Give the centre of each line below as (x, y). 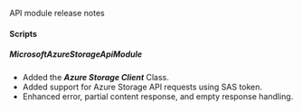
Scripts (24, 33)
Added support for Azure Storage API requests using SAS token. (142, 87)
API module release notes (57, 13)
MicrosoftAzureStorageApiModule (76, 54)
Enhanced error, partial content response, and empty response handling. (158, 96)
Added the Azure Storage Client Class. (96, 77)
